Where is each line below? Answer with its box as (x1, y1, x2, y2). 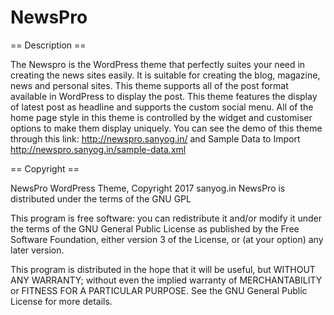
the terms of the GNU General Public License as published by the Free (10, 222, 300, 235)
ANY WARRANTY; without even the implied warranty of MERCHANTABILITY (10, 274, 323, 286)
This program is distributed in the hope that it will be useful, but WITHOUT (10, 263, 316, 275)
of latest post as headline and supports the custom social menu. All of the (10, 101, 314, 113)
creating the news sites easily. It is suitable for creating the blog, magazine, (10, 69, 321, 81)
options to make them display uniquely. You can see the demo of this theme (10, 122, 323, 134)
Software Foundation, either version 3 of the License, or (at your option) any (10, 233, 324, 245)
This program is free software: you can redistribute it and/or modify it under (10, 212, 322, 224)
